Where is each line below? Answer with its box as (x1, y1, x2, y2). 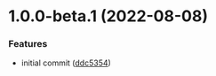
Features (8, 38, 48, 50)
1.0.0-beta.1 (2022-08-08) (8, 6, 208, 27)
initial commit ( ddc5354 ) (20, 57, 112, 68)
